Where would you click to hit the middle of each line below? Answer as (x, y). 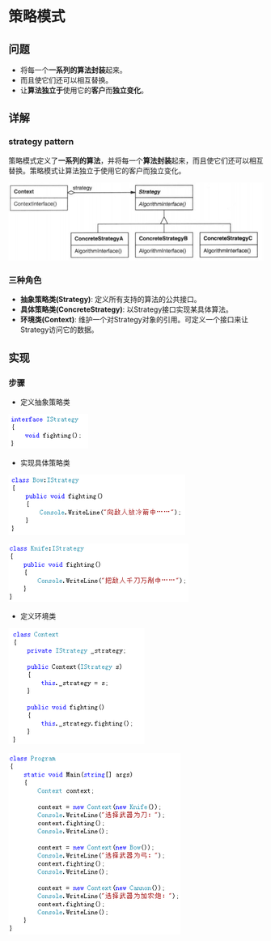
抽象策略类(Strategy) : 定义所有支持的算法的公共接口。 (110, 300)
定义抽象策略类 (45, 402)
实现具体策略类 (45, 463)
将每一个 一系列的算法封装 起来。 (73, 70)
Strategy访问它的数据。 (59, 330)
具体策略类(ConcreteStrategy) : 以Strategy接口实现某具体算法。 (126, 309)
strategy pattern (41, 142)
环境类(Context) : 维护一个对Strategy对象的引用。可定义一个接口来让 (134, 320)
